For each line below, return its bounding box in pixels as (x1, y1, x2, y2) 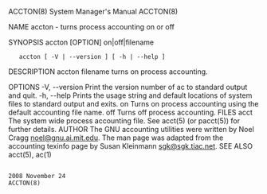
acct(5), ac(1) (8, 150, 52, 159)
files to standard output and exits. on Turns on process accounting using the (8, 99, 259, 108)
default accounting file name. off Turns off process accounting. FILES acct (8, 107, 253, 117)
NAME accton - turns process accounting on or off (8, 22, 175, 31)
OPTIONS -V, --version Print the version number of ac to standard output (8, 83, 248, 91)
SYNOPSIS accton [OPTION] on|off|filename (8, 37, 154, 47)
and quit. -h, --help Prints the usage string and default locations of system (8, 91, 253, 100)
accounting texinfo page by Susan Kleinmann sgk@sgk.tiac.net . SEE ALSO (8, 142, 253, 150)
